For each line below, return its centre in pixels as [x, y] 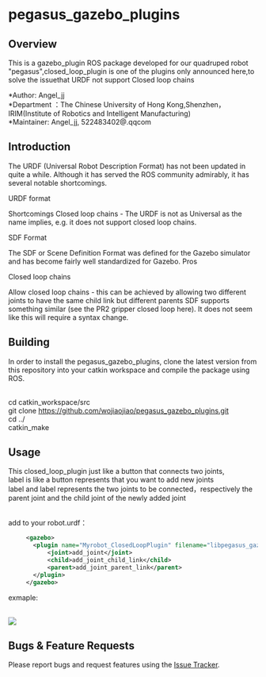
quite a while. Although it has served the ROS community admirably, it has [129, 174]
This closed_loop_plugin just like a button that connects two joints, [116, 471]
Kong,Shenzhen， [196, 104]
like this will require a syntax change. [68, 317]
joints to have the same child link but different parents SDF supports [119, 300]
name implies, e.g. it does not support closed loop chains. [103, 222]
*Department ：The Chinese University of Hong [87, 104]
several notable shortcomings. [58, 183]
